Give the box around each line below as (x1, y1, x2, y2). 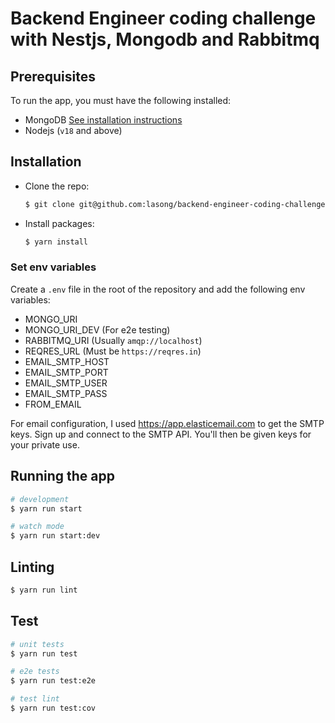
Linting (10, 558, 55, 576)
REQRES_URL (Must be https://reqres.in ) (24, 345, 202, 357)
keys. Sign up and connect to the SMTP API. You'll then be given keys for (10, 428, 312, 440)
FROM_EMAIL (24, 398, 82, 410)
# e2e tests (10, 667, 60, 677)
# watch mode (10, 522, 65, 532)
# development (10, 494, 70, 504)
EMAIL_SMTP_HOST (24, 355, 110, 367)
